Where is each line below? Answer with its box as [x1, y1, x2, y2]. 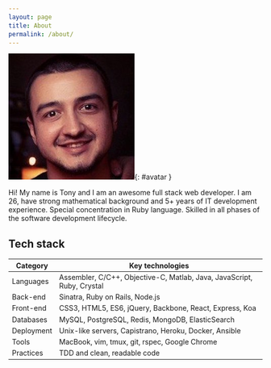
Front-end [11, 303, 47, 313]
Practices [11, 348, 44, 358]
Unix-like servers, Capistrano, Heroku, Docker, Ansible [59, 325, 241, 335]
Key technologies [128, 261, 190, 270]
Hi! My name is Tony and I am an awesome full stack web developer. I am [8, 188, 252, 198]
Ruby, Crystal [59, 281, 104, 291]
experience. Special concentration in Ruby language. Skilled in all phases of [8, 205, 261, 215]
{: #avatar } [134, 172, 172, 182]
